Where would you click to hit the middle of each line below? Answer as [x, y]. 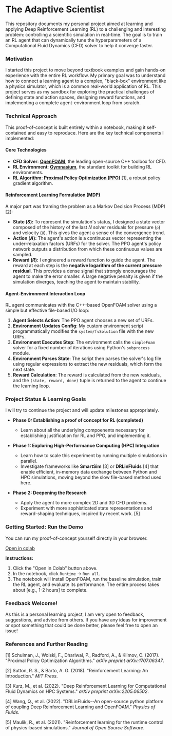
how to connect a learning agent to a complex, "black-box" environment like [86, 81]
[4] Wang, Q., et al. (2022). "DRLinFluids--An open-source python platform [84, 702]
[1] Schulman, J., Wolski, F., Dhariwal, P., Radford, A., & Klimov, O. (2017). [82, 655]
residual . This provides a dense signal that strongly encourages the [84, 271]
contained [16, 133]
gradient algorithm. [33, 183]
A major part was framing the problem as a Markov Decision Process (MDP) [85, 206]
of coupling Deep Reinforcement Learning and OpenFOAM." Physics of [80, 707]
